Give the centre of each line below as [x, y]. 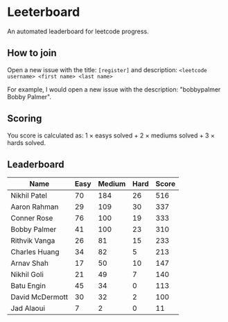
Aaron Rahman [35, 207]
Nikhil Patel [29, 196]
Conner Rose [32, 218]
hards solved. [27, 142]
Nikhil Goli [27, 275]
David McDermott [40, 297]
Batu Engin [28, 286]
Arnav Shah [29, 263]
